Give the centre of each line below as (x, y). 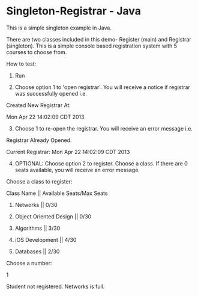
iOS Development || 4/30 (46, 239)
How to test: (21, 64)
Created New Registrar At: (38, 105)
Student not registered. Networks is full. (55, 286)
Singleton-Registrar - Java (73, 11)
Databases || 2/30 (37, 251)
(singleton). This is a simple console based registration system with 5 (91, 46)
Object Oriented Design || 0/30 (53, 216)
